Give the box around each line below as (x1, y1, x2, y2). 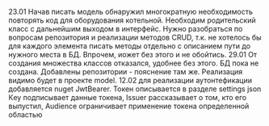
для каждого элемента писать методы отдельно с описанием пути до (8, 41, 251, 51)
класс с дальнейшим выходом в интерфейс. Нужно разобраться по (8, 24, 243, 33)
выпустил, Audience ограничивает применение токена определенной (8, 101, 250, 111)
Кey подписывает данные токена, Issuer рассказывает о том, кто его (8, 93, 247, 102)
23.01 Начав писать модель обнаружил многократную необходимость (8, 7, 253, 16)
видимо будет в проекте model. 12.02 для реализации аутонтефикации (8, 76, 253, 85)
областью (8, 110, 43, 120)
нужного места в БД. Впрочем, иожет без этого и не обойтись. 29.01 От (8, 50, 258, 59)
